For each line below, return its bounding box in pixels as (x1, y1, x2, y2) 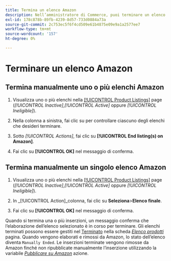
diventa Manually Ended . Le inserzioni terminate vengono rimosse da (5, 239, 149, 245)
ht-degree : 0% (5, 36, 36, 42)
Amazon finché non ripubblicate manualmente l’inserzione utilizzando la (5, 245, 157, 251)
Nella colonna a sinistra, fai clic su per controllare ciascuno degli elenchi (12, 117, 165, 124)
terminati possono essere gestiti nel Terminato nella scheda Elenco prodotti (5, 228, 164, 234)
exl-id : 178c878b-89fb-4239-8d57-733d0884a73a (5, 17, 106, 22)
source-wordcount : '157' (5, 31, 58, 36)
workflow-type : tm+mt (5, 27, 52, 32)
